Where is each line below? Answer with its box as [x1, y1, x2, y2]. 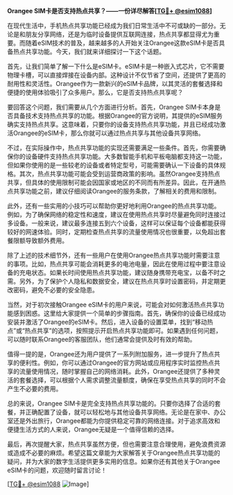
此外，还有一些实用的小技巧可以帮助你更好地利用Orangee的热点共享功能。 [7, 202, 221, 210]
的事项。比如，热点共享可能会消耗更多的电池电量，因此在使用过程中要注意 [7, 260, 220, 268]
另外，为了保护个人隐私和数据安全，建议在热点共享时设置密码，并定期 [19, 277, 220, 285]
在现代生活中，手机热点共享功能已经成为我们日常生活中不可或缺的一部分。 [7, 21, 220, 30]
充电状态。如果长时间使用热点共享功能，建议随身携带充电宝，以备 [19, 268, 208, 277]
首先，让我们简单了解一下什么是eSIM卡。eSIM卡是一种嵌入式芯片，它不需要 [7, 62, 225, 70]
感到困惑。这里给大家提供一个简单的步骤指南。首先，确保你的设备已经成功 [12, 309, 226, 318]
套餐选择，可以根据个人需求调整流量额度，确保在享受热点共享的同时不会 [19, 376, 226, 384]
